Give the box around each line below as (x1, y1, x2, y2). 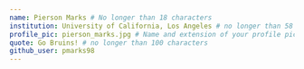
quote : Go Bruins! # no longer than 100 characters (9, 38, 208, 47)
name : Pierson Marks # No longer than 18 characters (9, 13, 213, 22)
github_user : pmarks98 (9, 47, 95, 56)
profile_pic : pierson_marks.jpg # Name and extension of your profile (9, 30, 281, 39)
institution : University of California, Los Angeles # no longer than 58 (9, 22, 294, 30)
